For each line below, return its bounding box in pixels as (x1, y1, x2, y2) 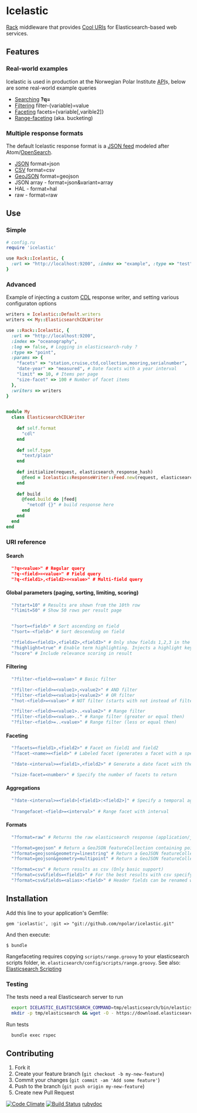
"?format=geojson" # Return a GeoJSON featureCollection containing (11, 845, 182, 851)
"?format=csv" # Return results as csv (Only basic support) (11, 866, 164, 872)
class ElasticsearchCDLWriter (11, 414, 85, 420)
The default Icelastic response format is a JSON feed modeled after (6, 142, 169, 149)
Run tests (6, 1021, 29, 1028)
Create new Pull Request (14, 1089, 74, 1096)
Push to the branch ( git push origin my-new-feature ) (14, 1083, 145, 1090)
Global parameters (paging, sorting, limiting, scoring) (6, 589, 139, 596)
